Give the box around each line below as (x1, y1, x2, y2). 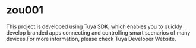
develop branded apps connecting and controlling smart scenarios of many (6, 29, 191, 36)
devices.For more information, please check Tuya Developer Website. (6, 35, 176, 42)
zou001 (6, 4, 43, 17)
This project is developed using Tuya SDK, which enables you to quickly (6, 23, 182, 30)
